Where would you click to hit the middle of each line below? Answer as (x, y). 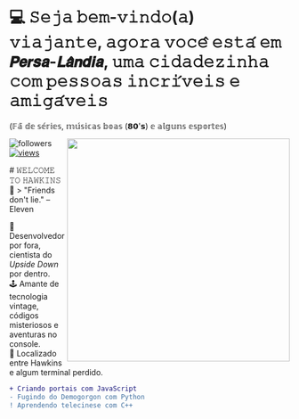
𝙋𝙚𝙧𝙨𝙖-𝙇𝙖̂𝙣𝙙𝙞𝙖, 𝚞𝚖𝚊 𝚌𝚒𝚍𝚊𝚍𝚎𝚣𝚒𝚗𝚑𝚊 (139, 62)
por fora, (25, 245)
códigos (24, 315)
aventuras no (33, 334)
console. (25, 343)
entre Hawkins (36, 363)
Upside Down (34, 264)
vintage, (24, 306)
